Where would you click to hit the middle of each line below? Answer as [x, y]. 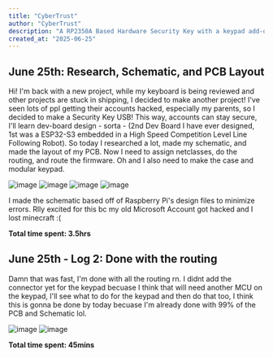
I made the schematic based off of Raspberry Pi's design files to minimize [132, 201]
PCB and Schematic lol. [48, 313]
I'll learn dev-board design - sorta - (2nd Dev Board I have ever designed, [132, 126]
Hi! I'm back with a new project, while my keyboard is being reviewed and [131, 91]
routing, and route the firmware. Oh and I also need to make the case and [131, 160]
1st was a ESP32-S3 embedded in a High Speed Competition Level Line [128, 134]
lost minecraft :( [35, 218]
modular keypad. [37, 169]
